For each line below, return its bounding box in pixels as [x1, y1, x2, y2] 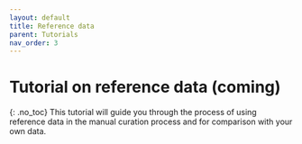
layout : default [9, 13, 70, 22]
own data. [9, 126, 47, 137]
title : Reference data [9, 22, 95, 31]
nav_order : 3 [9, 38, 59, 48]
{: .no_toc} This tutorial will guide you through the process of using [9, 107, 257, 118]
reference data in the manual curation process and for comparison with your [9, 116, 293, 127]
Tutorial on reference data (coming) [9, 77, 281, 97]
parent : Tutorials [9, 30, 78, 39]
